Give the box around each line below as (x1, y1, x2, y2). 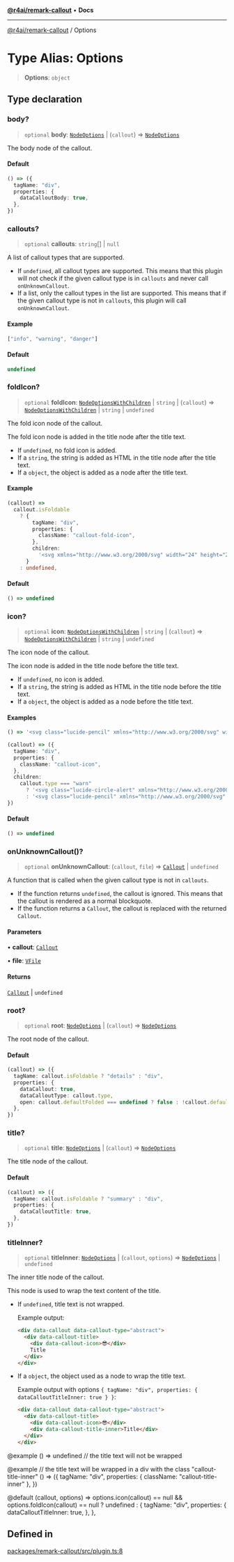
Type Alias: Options (7, 50, 124, 66)
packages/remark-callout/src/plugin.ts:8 (7, 1547, 123, 1555)
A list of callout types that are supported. (7, 254, 125, 262)
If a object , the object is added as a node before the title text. (17, 697, 194, 706)
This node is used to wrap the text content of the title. (7, 1287, 162, 1295)
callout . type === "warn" (19, 780, 92, 787)
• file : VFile (7, 957, 42, 965)
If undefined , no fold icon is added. (17, 446, 117, 454)
